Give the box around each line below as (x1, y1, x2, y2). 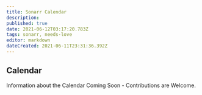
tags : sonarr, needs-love (6, 32, 72, 38)
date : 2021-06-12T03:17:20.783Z (6, 26, 88, 32)
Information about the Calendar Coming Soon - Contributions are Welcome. (6, 82, 197, 89)
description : (6, 15, 40, 21)
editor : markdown (6, 37, 51, 43)
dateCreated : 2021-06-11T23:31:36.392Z (6, 43, 108, 49)
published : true (6, 20, 48, 26)
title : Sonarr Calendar (6, 9, 67, 15)
